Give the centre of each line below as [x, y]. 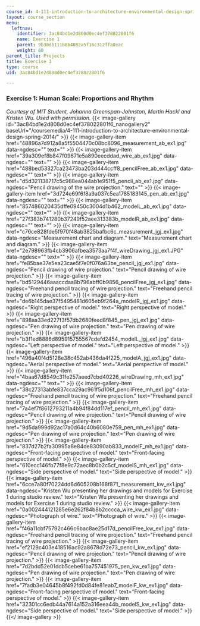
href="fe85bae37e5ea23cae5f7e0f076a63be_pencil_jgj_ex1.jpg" [85, 263]
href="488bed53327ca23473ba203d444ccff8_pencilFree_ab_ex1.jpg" [93, 168]
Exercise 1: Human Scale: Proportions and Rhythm [80, 99]
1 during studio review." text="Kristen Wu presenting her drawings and [92, 496]
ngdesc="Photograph [33, 515]
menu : [13, 23]
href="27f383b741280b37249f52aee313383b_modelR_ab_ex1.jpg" [88, 219]
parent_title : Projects [36, 56]
